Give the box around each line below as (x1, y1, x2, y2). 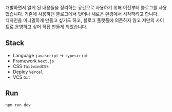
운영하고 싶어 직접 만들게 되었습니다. (14, 24, 88, 30)
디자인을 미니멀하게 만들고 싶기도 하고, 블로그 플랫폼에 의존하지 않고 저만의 (5, 17, 155, 23)
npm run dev (5, 102, 31, 107)
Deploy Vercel (12, 69, 43, 75)
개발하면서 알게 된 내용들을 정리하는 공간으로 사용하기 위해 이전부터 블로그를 (5, 5, 158, 10)
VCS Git (12, 74, 31, 80)
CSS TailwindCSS (12, 63, 49, 69)
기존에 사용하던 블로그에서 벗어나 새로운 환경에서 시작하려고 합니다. (24, 11, 159, 17)
